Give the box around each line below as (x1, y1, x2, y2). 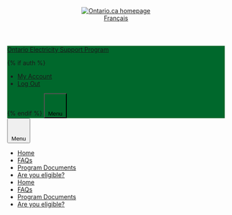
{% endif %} (7, 110, 43, 118)
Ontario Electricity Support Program (7, 45, 109, 54)
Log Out (17, 79, 41, 88)
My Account (17, 72, 52, 80)
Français (103, 14, 129, 22)
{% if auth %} (7, 59, 46, 67)
